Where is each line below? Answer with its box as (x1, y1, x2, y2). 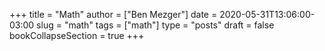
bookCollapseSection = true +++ (9, 30, 145, 41)
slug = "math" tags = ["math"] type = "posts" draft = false (36, 19, 275, 31)
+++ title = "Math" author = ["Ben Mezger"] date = (9, 9, 218, 20)
